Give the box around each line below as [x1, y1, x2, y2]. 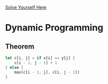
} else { [5, 65, 24, 70]
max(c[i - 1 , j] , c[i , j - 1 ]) [14, 69, 80, 75]
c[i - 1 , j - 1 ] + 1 [14, 60, 57, 65]
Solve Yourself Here [5, 5, 47, 10]
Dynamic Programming [5, 22, 103, 33]
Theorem [5, 42, 35, 51]
